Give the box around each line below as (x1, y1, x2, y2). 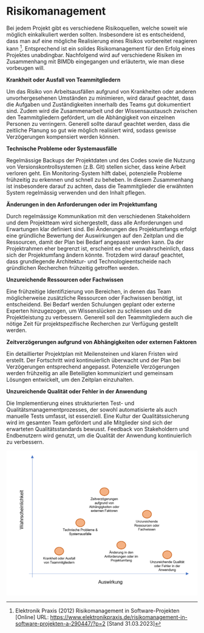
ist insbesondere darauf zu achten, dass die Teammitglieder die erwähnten (6, 182, 194, 190)
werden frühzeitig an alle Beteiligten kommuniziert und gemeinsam (6, 369, 174, 376)
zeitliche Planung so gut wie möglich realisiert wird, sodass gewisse (6, 126, 177, 134)
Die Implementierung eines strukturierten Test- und (6, 400, 135, 407)
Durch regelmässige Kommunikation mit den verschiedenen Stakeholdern (6, 212, 191, 220)
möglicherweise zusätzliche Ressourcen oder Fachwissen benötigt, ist (6, 294, 182, 302)
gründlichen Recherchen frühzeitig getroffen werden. (6, 264, 140, 271)
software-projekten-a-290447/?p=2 (15, 620, 106, 628)
